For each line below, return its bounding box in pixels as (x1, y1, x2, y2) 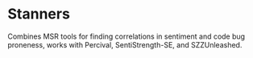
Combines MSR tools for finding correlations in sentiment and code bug (7, 31, 246, 41)
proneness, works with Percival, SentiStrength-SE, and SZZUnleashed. (7, 39, 243, 49)
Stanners (7, 5, 70, 23)
